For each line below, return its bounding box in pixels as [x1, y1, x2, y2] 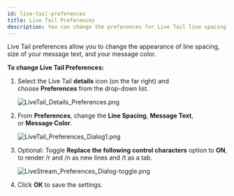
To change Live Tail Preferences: [7, 64, 105, 72]
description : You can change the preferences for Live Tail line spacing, [7, 23, 230, 30]
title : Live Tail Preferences [7, 17, 96, 24]
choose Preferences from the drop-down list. [17, 85, 149, 93]
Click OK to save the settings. [17, 181, 103, 189]
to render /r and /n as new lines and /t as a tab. [17, 153, 152, 162]
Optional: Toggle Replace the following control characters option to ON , [17, 146, 228, 155]
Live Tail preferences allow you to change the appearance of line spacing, [7, 43, 220, 51]
